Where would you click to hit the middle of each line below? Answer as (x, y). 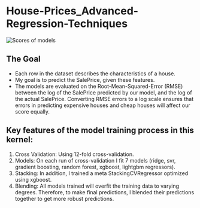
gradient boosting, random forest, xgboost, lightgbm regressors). (95, 167)
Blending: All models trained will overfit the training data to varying (97, 186)
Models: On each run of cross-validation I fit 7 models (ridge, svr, (95, 160)
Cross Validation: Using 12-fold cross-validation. (74, 154)
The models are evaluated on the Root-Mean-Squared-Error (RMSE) (99, 86)
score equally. (32, 111)
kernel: (20, 140)
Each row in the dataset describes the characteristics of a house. (95, 74)
